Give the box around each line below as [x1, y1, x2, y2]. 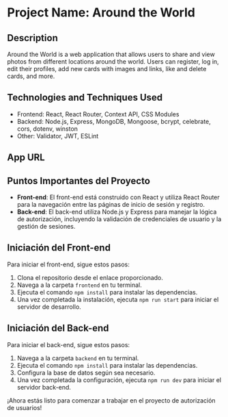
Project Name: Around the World [7, 5, 196, 21]
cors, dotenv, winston [16, 125, 79, 133]
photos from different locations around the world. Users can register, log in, [7, 58, 220, 66]
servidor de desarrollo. [16, 303, 82, 311]
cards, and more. [7, 72, 55, 80]
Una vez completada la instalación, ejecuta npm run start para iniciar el [16, 295, 219, 303]
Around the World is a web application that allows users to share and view [7, 50, 215, 58]
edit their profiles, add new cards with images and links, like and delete [7, 65, 207, 73]
